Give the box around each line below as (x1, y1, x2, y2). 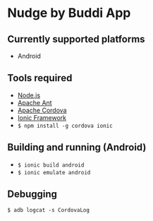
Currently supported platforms (7, 33, 146, 45)
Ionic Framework (17, 113, 67, 121)
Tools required (7, 72, 73, 84)
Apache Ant (17, 98, 52, 107)
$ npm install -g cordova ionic (17, 122, 113, 129)
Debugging (7, 189, 58, 201)
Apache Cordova (17, 106, 67, 114)
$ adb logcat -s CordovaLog (7, 207, 90, 214)
